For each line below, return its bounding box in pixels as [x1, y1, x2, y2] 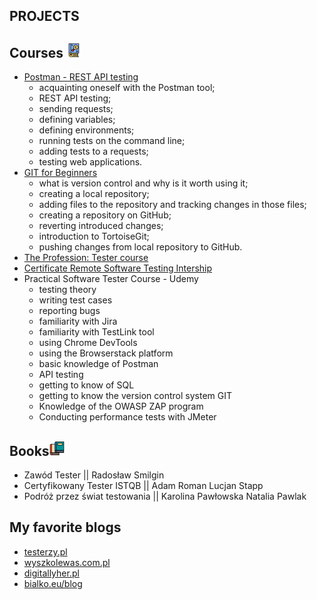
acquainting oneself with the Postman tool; [38, 82, 216, 94]
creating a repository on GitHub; [38, 209, 172, 221]
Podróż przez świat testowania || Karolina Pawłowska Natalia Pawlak [23, 490, 307, 503]
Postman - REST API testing [23, 71, 139, 83]
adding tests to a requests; [38, 145, 149, 158]
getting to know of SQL [38, 379, 135, 391]
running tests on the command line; [38, 135, 186, 147]
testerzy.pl [23, 545, 68, 558]
